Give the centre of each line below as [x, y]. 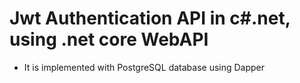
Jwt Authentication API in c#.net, [150, 18]
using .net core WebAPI [109, 39]
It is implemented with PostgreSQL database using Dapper [144, 67]
